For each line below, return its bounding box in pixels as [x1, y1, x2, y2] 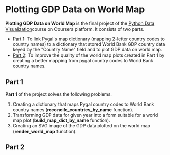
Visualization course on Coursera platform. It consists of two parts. [5, 25, 145, 32]
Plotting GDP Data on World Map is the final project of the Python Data [5, 20, 155, 27]
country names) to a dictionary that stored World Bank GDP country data [12, 41, 165, 47]
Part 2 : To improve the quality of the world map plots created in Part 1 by [12, 52, 165, 58]
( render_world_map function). [12, 128, 77, 134]
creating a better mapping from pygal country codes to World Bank [12, 57, 154, 63]
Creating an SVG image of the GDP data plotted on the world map [12, 122, 150, 128]
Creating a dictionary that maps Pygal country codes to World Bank [12, 101, 154, 107]
